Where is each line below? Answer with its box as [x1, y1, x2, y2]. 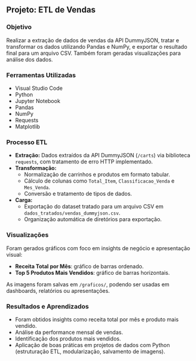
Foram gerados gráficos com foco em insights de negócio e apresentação [6, 244, 191, 252]
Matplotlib [14, 123, 40, 130]
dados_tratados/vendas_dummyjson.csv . [24, 209, 121, 216]
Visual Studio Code [14, 84, 63, 92]
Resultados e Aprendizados [6, 302, 89, 310]
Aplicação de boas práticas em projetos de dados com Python [14, 341, 170, 348]
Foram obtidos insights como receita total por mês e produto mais [14, 316, 179, 323]
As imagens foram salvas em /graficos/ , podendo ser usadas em [6, 280, 170, 288]
